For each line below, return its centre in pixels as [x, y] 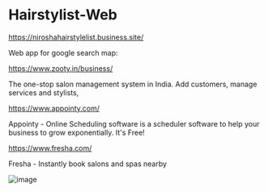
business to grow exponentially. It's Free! [77, 132]
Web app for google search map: [64, 52]
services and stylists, [44, 92]
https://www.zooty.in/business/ [61, 68]
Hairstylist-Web [63, 15]
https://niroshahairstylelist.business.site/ [76, 37]
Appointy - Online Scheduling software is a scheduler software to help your [134, 123]
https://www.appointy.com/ [54, 108]
